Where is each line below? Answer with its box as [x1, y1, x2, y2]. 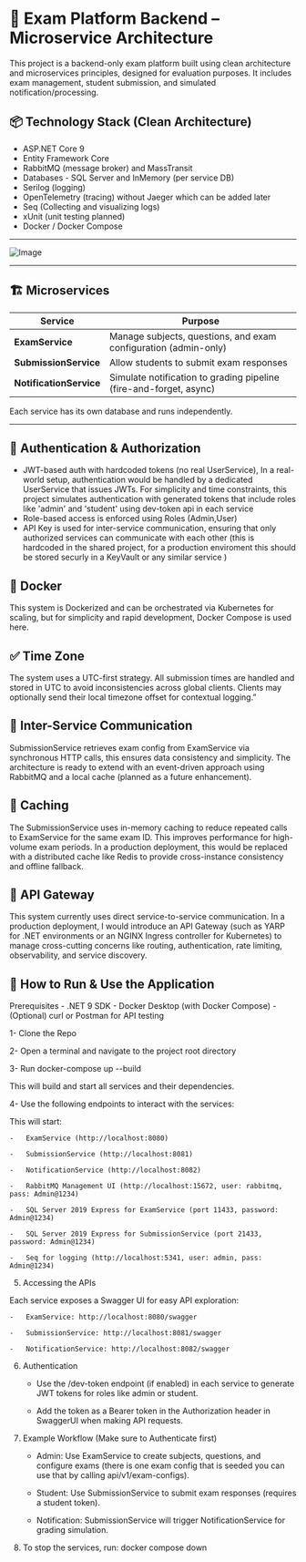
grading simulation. [36, 1525, 109, 1536]
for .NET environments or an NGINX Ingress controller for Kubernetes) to [9, 930, 282, 941]
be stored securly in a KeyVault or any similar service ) [22, 551, 228, 563]
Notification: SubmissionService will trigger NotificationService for [36, 1515, 286, 1526]
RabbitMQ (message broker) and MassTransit [22, 162, 193, 173]
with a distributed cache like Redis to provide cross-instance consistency [9, 851, 284, 862]
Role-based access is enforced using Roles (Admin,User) [22, 513, 238, 524]
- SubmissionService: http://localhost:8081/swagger [9, 1329, 222, 1338]
